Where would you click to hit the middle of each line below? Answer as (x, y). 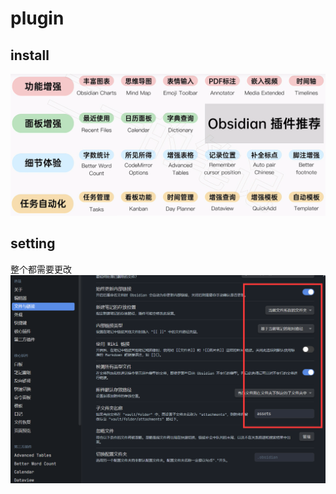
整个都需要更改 (41, 269)
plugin (37, 18)
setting (33, 243)
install (30, 55)
